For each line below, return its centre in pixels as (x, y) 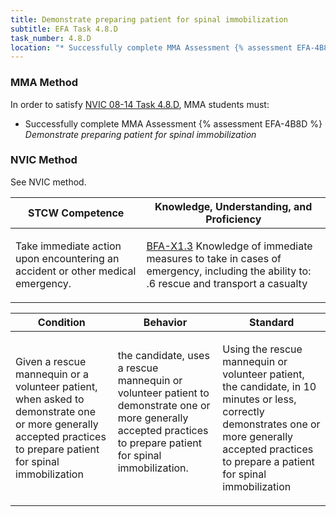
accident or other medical (76, 271)
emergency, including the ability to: (229, 271)
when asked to (50, 399)
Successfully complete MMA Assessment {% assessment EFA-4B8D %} (173, 123)
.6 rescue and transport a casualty (227, 283)
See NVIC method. (48, 182)
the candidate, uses (163, 355)
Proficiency (233, 219)
